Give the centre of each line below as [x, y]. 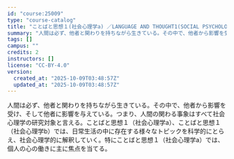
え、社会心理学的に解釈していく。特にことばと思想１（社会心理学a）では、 [116, 140]
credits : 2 [23, 53]
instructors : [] [31, 59]
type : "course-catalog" [42, 20]
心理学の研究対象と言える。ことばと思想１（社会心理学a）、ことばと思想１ [114, 123]
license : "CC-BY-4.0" [39, 65]
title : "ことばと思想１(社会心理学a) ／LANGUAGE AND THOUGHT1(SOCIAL [103, 26]
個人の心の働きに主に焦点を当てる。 [59, 149]
